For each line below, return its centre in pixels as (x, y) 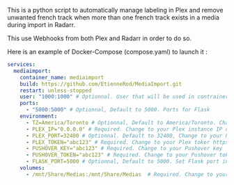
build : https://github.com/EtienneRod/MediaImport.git (101, 84)
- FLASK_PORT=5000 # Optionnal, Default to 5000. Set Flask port (122, 162)
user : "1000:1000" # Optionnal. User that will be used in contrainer (124, 97)
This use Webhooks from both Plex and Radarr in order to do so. (100, 38)
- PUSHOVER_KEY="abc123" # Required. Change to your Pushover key (124, 149)
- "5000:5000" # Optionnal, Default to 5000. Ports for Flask (118, 110)
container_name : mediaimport (62, 77)
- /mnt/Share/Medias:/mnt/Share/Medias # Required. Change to (119, 174)
